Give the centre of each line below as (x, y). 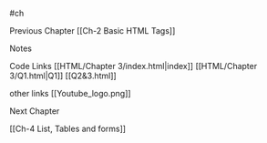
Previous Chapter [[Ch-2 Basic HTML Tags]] (92, 31)
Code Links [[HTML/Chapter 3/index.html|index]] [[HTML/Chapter (133, 66)
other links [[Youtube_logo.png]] (70, 93)
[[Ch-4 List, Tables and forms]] (67, 128)
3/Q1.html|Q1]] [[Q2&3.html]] (63, 76)
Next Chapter (35, 111)
